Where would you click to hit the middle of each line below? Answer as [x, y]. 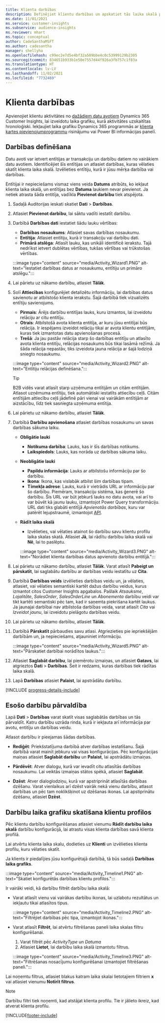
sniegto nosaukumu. [40, 354]
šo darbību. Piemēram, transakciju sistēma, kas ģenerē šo [86, 492]
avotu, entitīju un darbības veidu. [39, 728]
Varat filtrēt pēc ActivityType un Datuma [60, 942]
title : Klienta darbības [31, 10]
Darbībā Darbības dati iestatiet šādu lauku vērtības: [65, 223]
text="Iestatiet [27, 268]
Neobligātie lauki [37, 461]
